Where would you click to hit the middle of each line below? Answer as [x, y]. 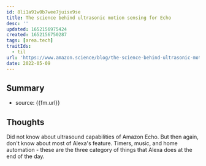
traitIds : [19, 47]
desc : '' [17, 23]
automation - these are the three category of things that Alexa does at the [99, 150]
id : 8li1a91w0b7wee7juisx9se [44, 12]
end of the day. [25, 156]
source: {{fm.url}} [37, 103]
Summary [25, 88]
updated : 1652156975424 [37, 29]
